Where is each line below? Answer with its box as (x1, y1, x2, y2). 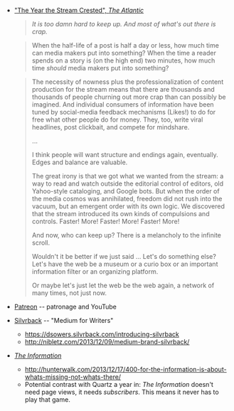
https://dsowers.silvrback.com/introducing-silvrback (24, 330, 179, 338)
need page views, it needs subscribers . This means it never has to (24, 388, 219, 396)
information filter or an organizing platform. (31, 267, 159, 276)
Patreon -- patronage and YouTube (14, 302, 117, 311)
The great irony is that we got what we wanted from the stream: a (31, 172, 224, 180)
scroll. (31, 238, 50, 247)
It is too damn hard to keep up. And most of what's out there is (31, 20, 216, 28)
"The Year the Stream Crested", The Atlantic (14, 6, 144, 14)
